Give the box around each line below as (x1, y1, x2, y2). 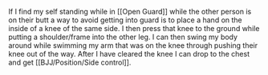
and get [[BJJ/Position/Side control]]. (8, 57, 132, 67)
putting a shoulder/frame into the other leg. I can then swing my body (8, 32, 238, 41)
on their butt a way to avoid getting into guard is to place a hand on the (8, 15, 242, 25)
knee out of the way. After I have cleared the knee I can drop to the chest (8, 49, 250, 58)
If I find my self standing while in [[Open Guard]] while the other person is (8, 7, 252, 16)
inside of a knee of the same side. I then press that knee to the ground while (8, 24, 260, 33)
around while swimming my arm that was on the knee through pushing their (8, 41, 258, 50)
